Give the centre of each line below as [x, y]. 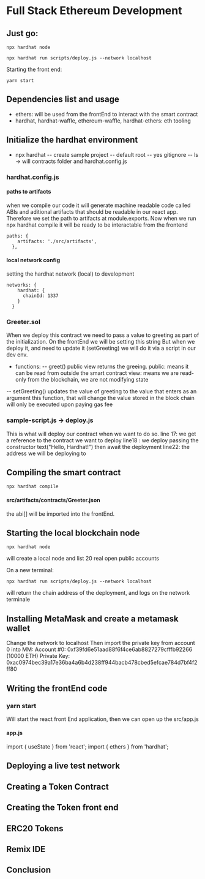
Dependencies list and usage [63, 100]
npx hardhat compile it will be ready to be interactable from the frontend [97, 225]
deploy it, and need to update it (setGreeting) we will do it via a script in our [101, 348]
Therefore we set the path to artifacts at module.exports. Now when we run [101, 218]
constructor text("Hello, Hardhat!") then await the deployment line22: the [98, 447]
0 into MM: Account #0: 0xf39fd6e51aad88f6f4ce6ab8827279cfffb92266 [99, 649]
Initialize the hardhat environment [72, 140]
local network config [33, 260]
